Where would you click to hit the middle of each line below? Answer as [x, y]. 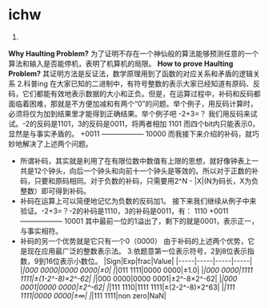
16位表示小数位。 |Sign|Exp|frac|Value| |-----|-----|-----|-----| [149, 261]
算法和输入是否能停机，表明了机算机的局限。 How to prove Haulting [121, 63]
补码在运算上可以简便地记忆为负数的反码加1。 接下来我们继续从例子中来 [138, 201]
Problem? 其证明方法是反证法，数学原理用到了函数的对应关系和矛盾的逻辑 [131, 73]
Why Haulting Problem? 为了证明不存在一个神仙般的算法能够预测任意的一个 [134, 53]
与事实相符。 [41, 231]
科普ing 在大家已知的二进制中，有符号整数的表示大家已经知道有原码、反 [142, 83]
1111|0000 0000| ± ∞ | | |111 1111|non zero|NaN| [93, 295]
